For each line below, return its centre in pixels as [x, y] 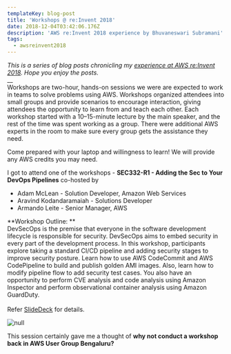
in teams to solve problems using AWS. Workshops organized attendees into [116, 95]
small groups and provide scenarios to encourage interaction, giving [104, 102]
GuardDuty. [23, 295]
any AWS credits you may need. [52, 159]
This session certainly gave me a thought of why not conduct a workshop [113, 336]
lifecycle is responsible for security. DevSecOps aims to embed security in [113, 236]
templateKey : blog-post [41, 13]
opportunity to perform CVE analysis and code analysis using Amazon [107, 280]
